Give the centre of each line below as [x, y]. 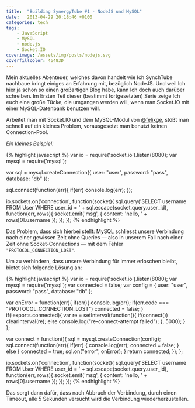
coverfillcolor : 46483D [35, 60]
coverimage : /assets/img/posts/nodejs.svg [58, 55]
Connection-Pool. [27, 132]
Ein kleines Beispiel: [30, 143]
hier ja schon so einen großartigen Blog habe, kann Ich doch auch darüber [95, 90]
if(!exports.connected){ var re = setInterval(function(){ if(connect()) [87, 315]
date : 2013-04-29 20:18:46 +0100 [49, 17]
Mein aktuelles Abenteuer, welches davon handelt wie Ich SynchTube [89, 77]
